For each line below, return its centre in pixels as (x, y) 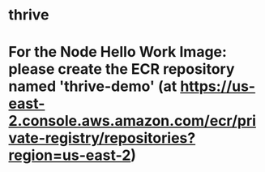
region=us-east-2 (70, 155)
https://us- (218, 86)
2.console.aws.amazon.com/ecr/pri (132, 121)
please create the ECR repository (122, 69)
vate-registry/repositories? (102, 138)
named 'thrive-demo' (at (93, 86)
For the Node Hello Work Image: (118, 52)
